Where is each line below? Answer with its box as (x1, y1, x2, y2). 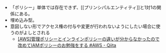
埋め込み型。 (10, 17, 37, 23)
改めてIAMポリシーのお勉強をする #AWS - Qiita (17, 42, 116, 48)
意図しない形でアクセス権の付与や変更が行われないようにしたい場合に (10, 23, 156, 29)
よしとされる (23, 30, 51, 35)
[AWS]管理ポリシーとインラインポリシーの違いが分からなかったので (17, 36, 160, 42)
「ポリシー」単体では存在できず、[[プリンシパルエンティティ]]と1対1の (10, 5, 157, 10)
